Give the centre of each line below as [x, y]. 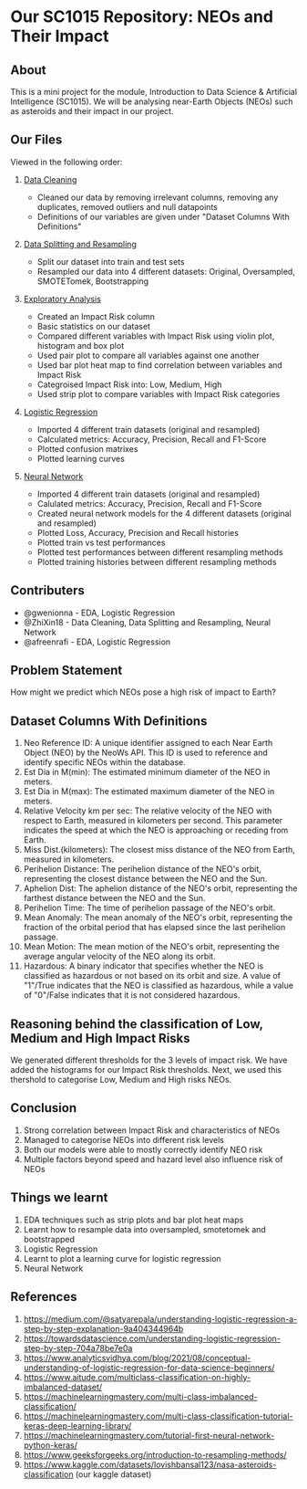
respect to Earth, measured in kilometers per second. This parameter [153, 821]
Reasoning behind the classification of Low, [137, 1024]
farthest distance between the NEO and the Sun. [114, 898]
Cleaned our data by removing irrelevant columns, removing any [158, 197]
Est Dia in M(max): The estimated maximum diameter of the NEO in [149, 792]
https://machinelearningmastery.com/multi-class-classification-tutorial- [158, 1416]
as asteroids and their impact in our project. [92, 111]
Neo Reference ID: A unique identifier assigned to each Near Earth [148, 743]
